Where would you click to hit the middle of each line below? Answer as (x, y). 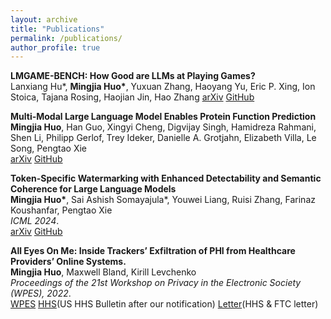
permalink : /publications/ (66, 38)
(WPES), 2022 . (41, 293)
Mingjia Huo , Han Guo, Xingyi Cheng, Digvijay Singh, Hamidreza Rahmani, (163, 127)
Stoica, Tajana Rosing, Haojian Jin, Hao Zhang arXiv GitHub (132, 97)
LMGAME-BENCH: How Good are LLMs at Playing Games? (133, 76)
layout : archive (44, 19)
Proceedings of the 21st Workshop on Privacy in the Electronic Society (156, 283)
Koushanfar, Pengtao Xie (61, 210)
